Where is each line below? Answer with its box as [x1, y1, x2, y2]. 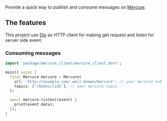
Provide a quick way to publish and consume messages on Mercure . [5, 4, 146, 10]
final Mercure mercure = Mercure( [9, 74, 81, 79]
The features [5, 18, 46, 27]
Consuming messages [5, 49, 61, 56]
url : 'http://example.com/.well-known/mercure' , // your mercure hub [14, 79, 162, 84]
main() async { [5, 70, 37, 75]
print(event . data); [14, 102, 55, 107]
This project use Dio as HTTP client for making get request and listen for [5, 32, 154, 38]
